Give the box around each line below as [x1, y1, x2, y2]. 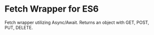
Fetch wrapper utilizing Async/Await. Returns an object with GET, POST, [4, 19, 150, 25]
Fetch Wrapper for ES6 [4, 3, 99, 15]
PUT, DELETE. [4, 24, 33, 30]
